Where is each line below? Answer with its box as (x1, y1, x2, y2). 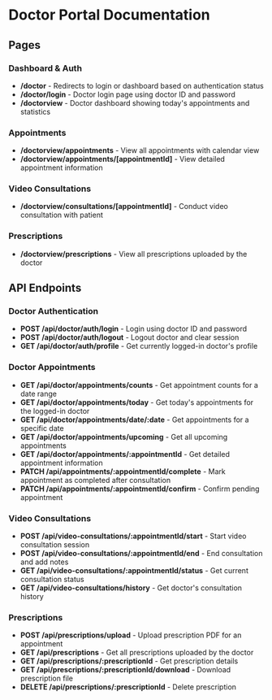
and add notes (19, 557, 69, 567)
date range (19, 389, 57, 398)
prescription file (19, 673, 74, 684)
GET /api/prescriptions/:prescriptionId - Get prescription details (19, 656, 239, 666)
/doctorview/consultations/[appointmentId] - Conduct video (19, 202, 229, 211)
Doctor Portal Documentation (8, 6, 211, 24)
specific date (19, 423, 64, 433)
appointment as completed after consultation (19, 475, 171, 485)
